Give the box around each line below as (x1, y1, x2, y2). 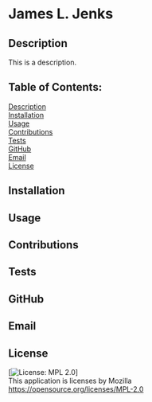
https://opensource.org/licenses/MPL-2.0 (8, 384, 144, 394)
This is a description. (8, 57, 77, 67)
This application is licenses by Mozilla (8, 376, 132, 385)
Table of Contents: (8, 80, 103, 94)
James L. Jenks (8, 5, 114, 23)
